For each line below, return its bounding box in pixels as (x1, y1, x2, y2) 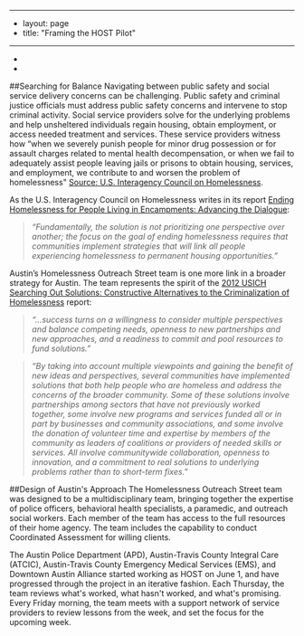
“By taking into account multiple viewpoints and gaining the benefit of (31, 361, 294, 371)
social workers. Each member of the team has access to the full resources (9, 513, 286, 523)
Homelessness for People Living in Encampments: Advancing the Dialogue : (9, 204, 290, 214)
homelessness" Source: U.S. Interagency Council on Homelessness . (9, 177, 264, 187)
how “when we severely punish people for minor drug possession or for (9, 138, 277, 149)
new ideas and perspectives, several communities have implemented (31, 370, 290, 381)
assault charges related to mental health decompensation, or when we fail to (9, 148, 295, 158)
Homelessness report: (9, 297, 92, 308)
